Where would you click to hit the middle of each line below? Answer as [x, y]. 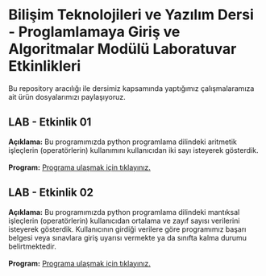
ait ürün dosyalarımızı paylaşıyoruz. [67, 97]
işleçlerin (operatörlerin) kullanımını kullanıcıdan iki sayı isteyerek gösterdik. [133, 150]
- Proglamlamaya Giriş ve [94, 32]
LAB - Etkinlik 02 [51, 193]
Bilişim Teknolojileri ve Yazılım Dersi [131, 15]
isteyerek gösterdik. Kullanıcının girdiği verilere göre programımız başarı [127, 229]
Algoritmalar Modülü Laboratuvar [123, 49]
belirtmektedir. [32, 246]
